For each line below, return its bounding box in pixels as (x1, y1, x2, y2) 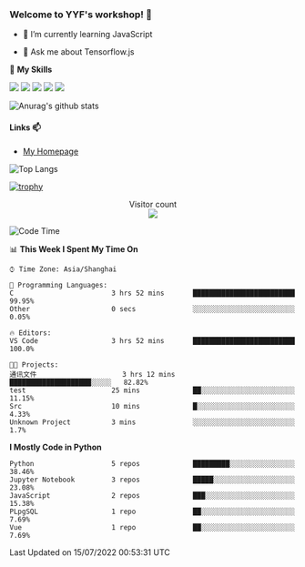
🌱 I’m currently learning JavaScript (22, 29, 153, 40)
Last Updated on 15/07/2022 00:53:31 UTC (9, 546, 171, 558)
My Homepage (22, 146, 79, 157)
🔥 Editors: (9, 328, 52, 338)
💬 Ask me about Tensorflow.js (22, 46, 135, 57)
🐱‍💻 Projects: (9, 359, 59, 370)
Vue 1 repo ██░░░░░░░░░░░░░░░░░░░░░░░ (9, 522, 296, 532)
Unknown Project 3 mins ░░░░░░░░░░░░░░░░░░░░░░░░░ (9, 418, 296, 427)
